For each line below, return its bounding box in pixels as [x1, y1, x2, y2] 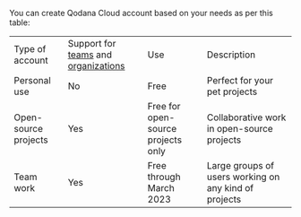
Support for [67, 38, 116, 49]
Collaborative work [206, 111, 287, 124]
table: [9, 17, 30, 28]
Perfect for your [206, 74, 274, 86]
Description [206, 48, 256, 61]
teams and [67, 48, 112, 61]
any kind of [206, 182, 254, 194]
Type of [13, 43, 47, 55]
